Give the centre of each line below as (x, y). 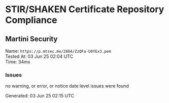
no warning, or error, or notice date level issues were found (67, 86)
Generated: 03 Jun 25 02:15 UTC (40, 96)
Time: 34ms (18, 62)
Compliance (31, 20)
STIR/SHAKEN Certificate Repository (85, 9)
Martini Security (31, 39)
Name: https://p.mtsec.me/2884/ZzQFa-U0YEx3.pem (58, 51)
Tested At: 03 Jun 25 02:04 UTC (39, 56)
